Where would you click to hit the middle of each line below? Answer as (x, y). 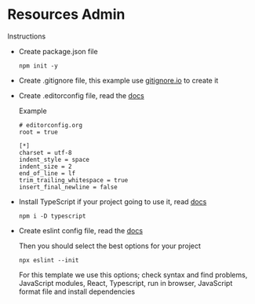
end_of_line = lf (47, 173)
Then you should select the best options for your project (110, 246)
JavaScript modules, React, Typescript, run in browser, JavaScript (126, 283)
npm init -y (38, 66)
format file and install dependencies (76, 291)
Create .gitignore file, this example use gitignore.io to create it (118, 80)
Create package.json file (58, 51)
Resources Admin (66, 15)
